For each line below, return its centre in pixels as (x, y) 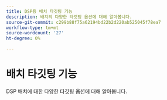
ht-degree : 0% (23, 38)
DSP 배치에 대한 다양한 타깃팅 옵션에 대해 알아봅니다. (67, 91)
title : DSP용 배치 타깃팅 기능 (39, 11)
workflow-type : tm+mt (33, 28)
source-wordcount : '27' (35, 33)
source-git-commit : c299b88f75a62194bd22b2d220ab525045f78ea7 (83, 22)
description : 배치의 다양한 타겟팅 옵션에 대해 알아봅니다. (69, 17)
